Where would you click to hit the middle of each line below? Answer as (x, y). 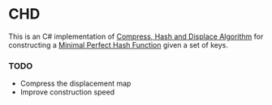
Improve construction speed (67, 92)
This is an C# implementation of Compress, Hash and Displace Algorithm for (136, 36)
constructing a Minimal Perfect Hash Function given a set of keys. (119, 44)
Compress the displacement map (76, 84)
